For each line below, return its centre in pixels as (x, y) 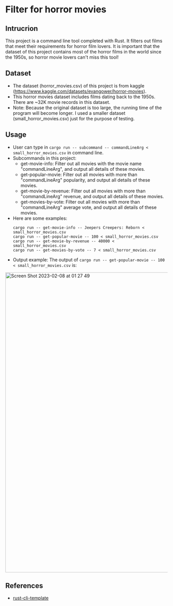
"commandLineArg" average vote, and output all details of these (89, 207)
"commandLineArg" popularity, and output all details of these (85, 180)
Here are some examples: (40, 218)
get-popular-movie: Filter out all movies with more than (79, 174)
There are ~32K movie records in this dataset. (62, 102)
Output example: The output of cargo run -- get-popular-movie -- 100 (89, 260)
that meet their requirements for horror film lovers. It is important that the (83, 46)
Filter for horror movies (56, 10)
